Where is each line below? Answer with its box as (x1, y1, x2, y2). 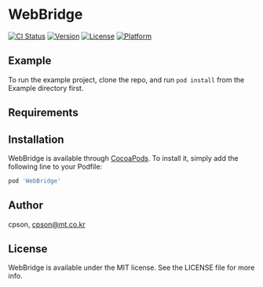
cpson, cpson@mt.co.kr (8, 220, 86, 229)
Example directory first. (8, 83, 84, 93)
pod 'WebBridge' (8, 176, 61, 185)
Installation (8, 133, 64, 146)
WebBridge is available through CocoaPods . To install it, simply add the (8, 153, 239, 162)
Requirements (8, 106, 79, 119)
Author (8, 198, 43, 213)
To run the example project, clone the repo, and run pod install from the (8, 74, 245, 84)
